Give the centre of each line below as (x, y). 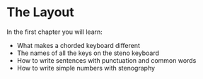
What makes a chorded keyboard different (79, 45)
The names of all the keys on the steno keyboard (88, 53)
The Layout (41, 12)
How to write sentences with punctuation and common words (106, 60)
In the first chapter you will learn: (55, 32)
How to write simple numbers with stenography (86, 68)
